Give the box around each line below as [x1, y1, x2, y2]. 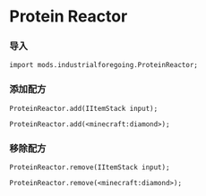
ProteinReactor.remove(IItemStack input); [9, 163, 170, 172]
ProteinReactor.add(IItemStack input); [9, 104, 159, 113]
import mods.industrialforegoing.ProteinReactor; [9, 61, 199, 70]
